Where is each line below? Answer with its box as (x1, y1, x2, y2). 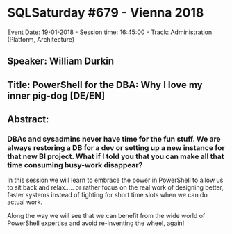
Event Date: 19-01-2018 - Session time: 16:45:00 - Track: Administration (7, 28, 213, 36)
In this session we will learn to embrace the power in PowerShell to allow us (7, 176, 224, 185)
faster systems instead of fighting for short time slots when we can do (7, 191, 208, 199)
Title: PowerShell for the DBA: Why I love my (7, 78, 203, 91)
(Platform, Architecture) (7, 35, 75, 43)
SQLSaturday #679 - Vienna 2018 (7, 5, 204, 21)
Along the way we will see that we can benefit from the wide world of (7, 212, 206, 220)
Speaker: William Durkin (7, 56, 115, 67)
